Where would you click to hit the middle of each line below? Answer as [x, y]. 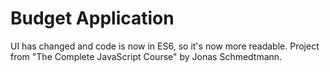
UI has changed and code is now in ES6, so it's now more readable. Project [165, 46]
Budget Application [92, 18]
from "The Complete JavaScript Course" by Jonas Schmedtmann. [146, 56]
